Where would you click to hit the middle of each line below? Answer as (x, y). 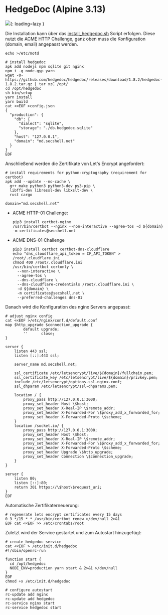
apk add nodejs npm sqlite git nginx (45, 66)
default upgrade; (41, 329)
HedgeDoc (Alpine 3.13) (56, 9)
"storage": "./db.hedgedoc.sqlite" (56, 128)
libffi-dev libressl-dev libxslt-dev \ (51, 190)
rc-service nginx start (30, 603)
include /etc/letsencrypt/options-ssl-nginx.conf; (68, 382)
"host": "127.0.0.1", (37, 136)
